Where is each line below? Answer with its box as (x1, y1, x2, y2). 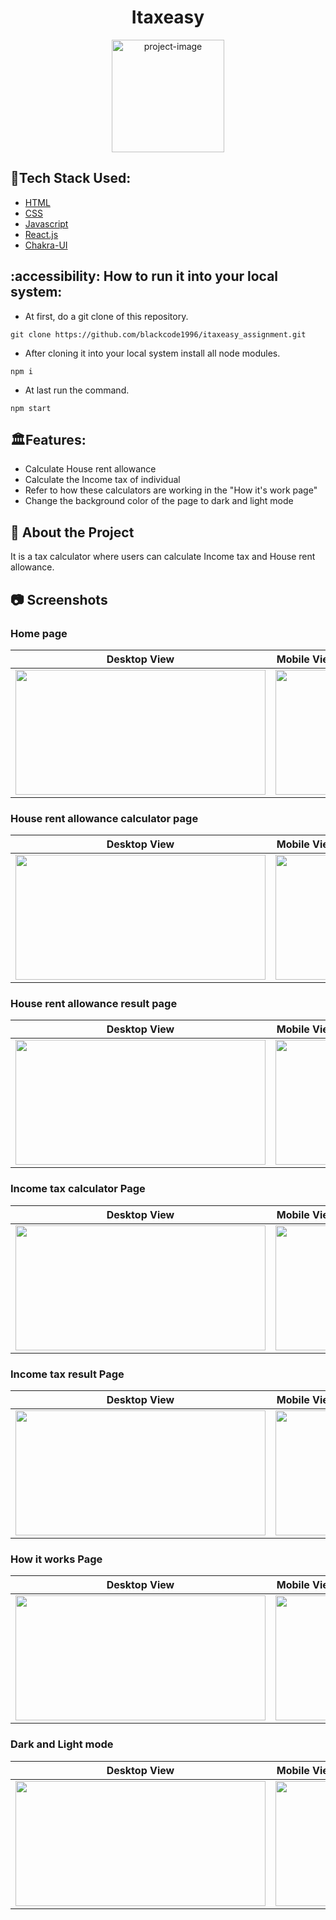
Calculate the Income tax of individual (24, 474, 181, 486)
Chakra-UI (24, 239, 68, 251)
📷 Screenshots (10, 591, 108, 608)
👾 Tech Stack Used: (10, 170, 132, 187)
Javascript (24, 217, 69, 230)
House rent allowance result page (10, 997, 178, 1011)
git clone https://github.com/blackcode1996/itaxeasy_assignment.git (10, 329, 307, 340)
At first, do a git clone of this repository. (24, 310, 189, 322)
